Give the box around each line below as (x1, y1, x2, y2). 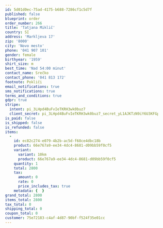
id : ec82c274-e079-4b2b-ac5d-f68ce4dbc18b (14, 138, 101, 144)
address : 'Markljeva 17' (5, 35, 55, 39)
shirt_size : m (5, 61, 34, 66)
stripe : (5, 102, 21, 107)
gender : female (5, 52, 36, 57)
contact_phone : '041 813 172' (5, 75, 66, 80)
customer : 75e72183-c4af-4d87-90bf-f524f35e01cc (5, 215, 105, 221)
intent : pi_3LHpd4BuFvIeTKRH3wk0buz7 (9, 107, 86, 112)
